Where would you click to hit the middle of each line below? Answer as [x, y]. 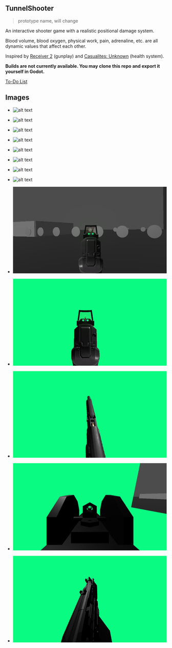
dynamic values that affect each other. [46, 46]
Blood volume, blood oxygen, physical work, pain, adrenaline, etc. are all [82, 41]
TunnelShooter [30, 8]
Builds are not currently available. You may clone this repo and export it [83, 66]
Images [17, 98]
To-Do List [16, 81]
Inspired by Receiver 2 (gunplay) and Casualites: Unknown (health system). [85, 56]
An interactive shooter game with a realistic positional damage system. [80, 31]
